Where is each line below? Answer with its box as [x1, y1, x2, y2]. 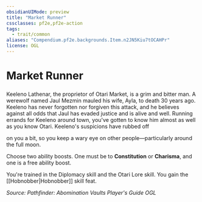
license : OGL [6, 43, 40, 49]
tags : [6, 25, 20, 32]
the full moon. [6, 141, 41, 148]
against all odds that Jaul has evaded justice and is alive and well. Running [6, 110, 193, 117]
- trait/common [12, 32, 50, 38]
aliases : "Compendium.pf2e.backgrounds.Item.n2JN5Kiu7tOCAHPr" [6, 37, 170, 43]
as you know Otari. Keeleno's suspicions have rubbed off [6, 123, 150, 130]
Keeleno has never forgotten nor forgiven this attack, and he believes [6, 103, 179, 110]
